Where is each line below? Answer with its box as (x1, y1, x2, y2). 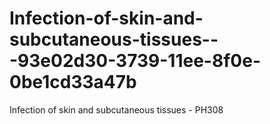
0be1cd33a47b (9, 71, 137, 94)
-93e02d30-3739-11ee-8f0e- (9, 50, 261, 72)
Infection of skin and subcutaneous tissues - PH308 (9, 103, 224, 116)
